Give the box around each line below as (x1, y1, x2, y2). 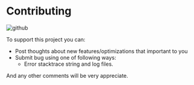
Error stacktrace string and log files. (23, 60, 113, 68)
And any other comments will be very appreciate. (6, 72, 128, 79)
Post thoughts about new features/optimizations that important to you (14, 47, 188, 55)
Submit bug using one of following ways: (14, 54, 116, 61)
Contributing (6, 4, 72, 18)
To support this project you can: (6, 36, 86, 43)
